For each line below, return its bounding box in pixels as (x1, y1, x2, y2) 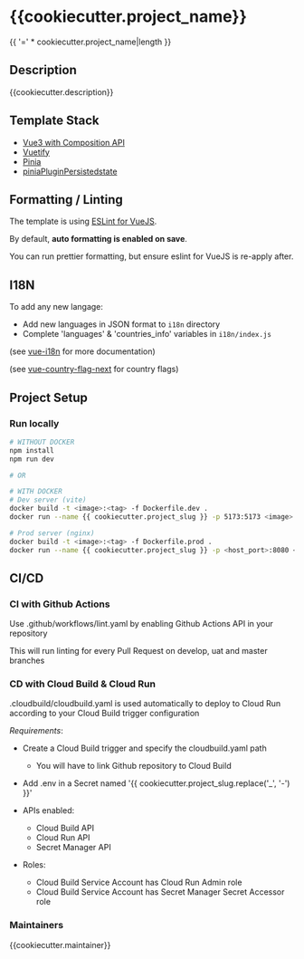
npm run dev (9, 455, 54, 464)
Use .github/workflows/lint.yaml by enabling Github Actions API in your (9, 619, 274, 629)
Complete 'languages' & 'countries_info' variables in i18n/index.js (22, 329, 271, 340)
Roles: (22, 859, 46, 870)
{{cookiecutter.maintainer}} (9, 939, 111, 950)
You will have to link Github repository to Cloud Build (35, 761, 233, 772)
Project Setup (9, 389, 89, 405)
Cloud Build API (35, 822, 95, 834)
